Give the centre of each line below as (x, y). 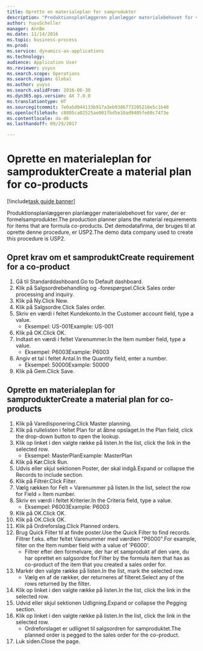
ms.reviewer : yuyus (31, 68)
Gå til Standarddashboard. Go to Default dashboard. (79, 281)
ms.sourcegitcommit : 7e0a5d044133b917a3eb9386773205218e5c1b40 (88, 107)
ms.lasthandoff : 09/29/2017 (42, 124)
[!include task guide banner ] (41, 201)
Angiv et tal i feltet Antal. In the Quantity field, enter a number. (92, 358)
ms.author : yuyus (29, 85)
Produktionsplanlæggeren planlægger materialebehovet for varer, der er (96, 213)
